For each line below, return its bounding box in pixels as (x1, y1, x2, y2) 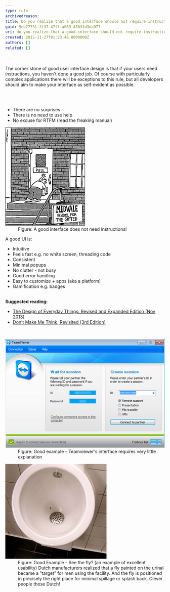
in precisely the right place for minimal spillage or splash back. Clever (18, 576, 163, 582)
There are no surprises (12, 106, 61, 112)
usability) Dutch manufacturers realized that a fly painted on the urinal (18, 565, 164, 571)
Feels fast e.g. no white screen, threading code (12, 251, 111, 257)
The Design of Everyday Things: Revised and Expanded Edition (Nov (12, 308, 156, 314)
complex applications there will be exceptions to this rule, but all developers (5, 76, 163, 82)
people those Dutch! (18, 581, 61, 587)
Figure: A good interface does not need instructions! (18, 226, 127, 232)
